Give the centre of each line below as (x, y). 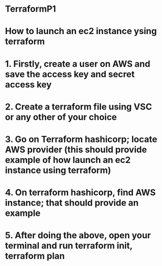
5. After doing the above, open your (78, 236)
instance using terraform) (58, 170)
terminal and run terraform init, (69, 246)
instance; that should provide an (72, 203)
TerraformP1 (31, 9)
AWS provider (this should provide (76, 150)
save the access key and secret (70, 74)
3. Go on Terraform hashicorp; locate (81, 139)
